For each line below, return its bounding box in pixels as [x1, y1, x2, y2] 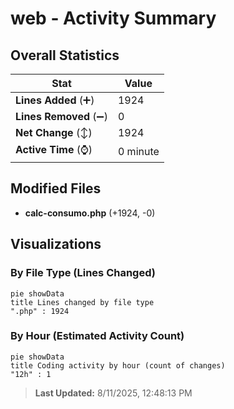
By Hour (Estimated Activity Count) [10, 329, 185, 343]
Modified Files [10, 180, 102, 197]
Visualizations [10, 236, 102, 253]
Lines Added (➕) [15, 93, 95, 107]
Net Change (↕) [15, 126, 93, 139]
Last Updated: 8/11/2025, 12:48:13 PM [34, 387, 193, 399]
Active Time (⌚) [15, 143, 93, 156]
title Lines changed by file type [10, 297, 155, 307]
